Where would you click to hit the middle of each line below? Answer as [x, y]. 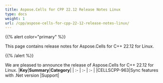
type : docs [16, 14]
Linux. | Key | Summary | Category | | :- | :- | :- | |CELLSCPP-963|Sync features [82, 70]
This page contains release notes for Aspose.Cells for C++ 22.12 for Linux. [80, 46]
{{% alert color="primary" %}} [36, 37]
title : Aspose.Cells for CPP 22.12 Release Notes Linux [63, 9]
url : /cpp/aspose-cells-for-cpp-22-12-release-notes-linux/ [67, 23]
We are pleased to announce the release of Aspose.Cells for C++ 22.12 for [80, 65]
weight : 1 [15, 18]
